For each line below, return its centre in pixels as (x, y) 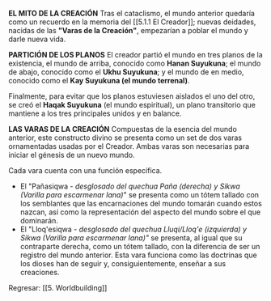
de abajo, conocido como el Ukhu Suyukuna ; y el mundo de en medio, (126, 72)
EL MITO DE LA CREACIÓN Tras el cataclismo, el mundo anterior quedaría (131, 13)
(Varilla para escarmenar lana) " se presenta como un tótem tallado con (140, 195)
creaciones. (40, 272)
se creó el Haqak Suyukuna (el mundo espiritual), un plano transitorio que (132, 105)
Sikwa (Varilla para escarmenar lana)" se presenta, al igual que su (131, 238)
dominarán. (39, 220)
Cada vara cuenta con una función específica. (85, 170)
